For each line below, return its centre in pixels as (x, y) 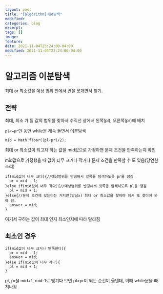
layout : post (18, 10)
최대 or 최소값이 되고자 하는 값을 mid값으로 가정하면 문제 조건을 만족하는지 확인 (81, 150)
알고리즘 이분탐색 (38, 76)
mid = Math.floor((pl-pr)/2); (36, 140)
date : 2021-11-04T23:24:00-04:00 (39, 46)
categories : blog (23, 23)
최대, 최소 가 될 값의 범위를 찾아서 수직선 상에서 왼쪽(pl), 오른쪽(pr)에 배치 (75, 121)
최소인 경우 (21, 236)
